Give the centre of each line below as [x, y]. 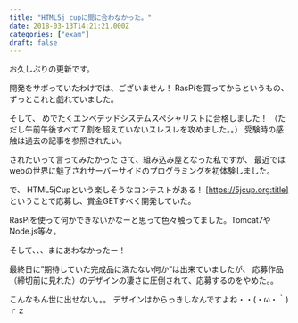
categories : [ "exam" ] [50, 34]
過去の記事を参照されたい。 [75, 140]
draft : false [33, 42]
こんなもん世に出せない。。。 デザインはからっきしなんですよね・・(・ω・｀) [149, 300]
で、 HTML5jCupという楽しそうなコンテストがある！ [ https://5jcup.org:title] [149, 190]
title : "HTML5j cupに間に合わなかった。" [80, 17]
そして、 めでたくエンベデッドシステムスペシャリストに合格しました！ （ [144, 118]
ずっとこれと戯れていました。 [64, 99]
